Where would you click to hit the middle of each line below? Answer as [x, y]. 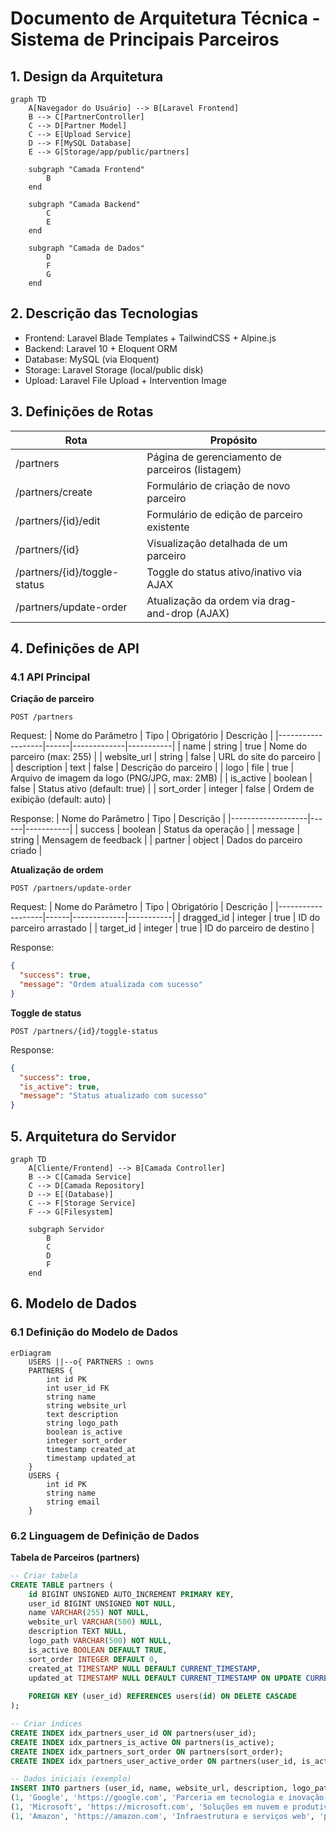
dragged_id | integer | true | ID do [251, 918]
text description [82, 1414]
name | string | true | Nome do [245, 746]
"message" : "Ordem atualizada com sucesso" [111, 985]
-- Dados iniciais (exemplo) [71, 1779]
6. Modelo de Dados [74, 1303]
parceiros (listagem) [194, 469]
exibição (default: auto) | [61, 799]
